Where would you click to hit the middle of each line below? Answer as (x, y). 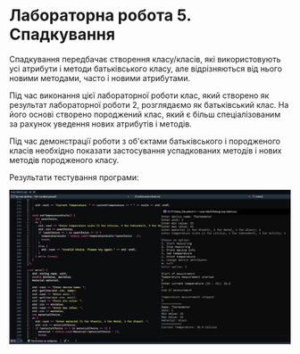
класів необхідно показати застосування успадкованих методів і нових (146, 150)
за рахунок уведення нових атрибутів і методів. (100, 123)
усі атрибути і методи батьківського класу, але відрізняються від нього (146, 69)
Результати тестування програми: (75, 177)
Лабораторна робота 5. (100, 16)
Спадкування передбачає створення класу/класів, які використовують (145, 59)
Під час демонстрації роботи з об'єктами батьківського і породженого (145, 141)
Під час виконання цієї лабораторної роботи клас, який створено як (139, 95)
